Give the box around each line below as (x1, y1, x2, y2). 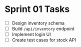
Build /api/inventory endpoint (11, 26, 74, 31)
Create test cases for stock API (11, 37, 76, 43)
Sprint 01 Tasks (4, 3, 70, 15)
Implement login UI (11, 31, 51, 37)
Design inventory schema (11, 20, 65, 26)
